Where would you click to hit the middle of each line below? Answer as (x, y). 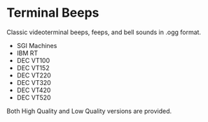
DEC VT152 (33, 68)
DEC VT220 (34, 75)
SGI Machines (37, 45)
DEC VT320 (34, 82)
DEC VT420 (34, 90)
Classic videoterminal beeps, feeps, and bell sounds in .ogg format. (104, 32)
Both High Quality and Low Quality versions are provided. (89, 111)
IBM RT (27, 53)
